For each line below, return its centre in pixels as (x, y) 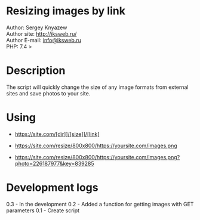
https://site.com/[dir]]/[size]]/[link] (57, 134)
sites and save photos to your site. (48, 93)
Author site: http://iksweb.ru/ (41, 33)
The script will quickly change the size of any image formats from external (98, 87)
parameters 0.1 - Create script (43, 210)
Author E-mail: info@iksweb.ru (44, 40)
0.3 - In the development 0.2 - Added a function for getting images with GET (100, 204)
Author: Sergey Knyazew (37, 27)
